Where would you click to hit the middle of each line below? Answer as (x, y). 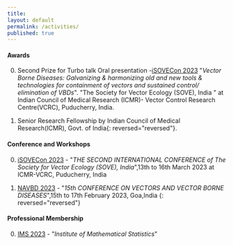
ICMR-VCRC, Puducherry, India (62, 174)
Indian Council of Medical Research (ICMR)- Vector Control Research (116, 100)
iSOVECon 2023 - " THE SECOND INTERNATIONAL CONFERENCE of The (121, 160)
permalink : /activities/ (43, 26)
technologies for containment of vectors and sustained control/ (108, 85)
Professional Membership (45, 219)
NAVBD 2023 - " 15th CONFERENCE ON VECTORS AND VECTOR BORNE (121, 187)
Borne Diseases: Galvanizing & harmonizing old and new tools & (110, 78)
